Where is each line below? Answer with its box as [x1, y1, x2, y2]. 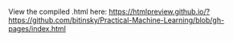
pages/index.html [8, 24, 67, 33]
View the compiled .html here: [8, 7, 108, 16]
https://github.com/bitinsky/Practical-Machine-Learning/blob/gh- [8, 15, 225, 25]
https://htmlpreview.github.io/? [108, 7, 211, 16]
